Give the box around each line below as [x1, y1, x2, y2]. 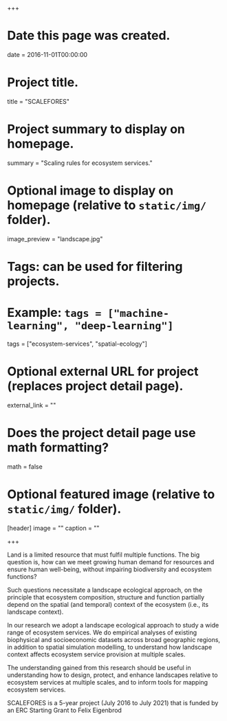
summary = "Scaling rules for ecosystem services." [7, 159, 153, 167]
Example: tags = [7, 305, 102, 320]
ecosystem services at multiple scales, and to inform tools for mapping [7, 678, 208, 686]
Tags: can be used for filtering [7, 258, 183, 274]
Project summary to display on [7, 122, 186, 137]
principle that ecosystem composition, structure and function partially [7, 592, 205, 601]
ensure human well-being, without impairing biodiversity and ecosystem [7, 565, 212, 573]
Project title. [7, 75, 79, 90]
